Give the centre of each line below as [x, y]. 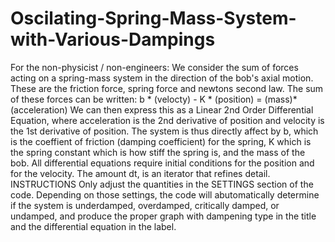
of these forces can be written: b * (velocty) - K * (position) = [136, 99]
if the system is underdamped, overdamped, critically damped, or [145, 205]
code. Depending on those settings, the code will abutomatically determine [165, 194]
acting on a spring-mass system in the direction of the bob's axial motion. [162, 78]
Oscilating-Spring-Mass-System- [153, 18]
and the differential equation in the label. [93, 226]
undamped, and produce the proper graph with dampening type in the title [163, 216]
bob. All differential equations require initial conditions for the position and [162, 163]
